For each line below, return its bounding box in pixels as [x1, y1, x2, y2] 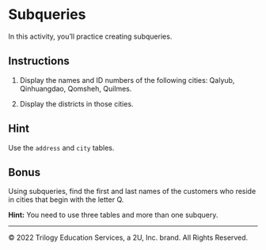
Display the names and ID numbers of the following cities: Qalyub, [19, 75, 235, 84]
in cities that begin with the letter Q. [8, 195, 124, 204]
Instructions [8, 54, 70, 68]
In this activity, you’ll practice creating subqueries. [8, 32, 173, 41]
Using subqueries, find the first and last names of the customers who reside [8, 187, 256, 196]
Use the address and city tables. [8, 143, 115, 152]
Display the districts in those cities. [19, 99, 134, 108]
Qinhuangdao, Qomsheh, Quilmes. [19, 84, 132, 93]
